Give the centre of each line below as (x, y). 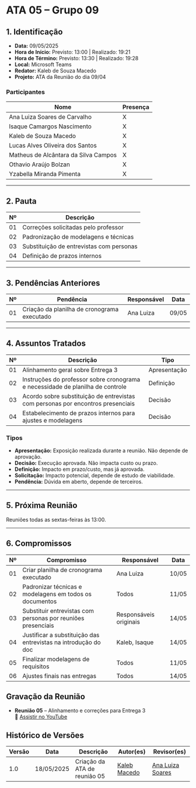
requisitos (36, 666)
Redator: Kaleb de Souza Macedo (55, 70)
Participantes (26, 92)
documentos (40, 601)
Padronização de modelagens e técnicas (78, 237)
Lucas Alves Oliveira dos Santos (53, 146)
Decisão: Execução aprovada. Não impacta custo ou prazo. (86, 463)
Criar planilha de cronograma (62, 570)
